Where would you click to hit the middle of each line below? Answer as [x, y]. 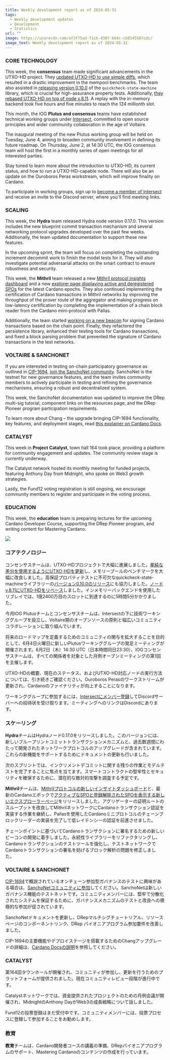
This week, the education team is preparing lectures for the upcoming [78, 518]
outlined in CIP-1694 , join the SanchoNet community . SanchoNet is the [79, 371]
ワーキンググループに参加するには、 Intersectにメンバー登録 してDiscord [80, 696]
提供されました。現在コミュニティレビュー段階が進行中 [98, 978]
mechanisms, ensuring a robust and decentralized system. [66, 387]
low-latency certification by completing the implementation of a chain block [84, 305]
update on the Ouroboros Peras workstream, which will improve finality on [82, 176]
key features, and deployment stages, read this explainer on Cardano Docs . [84, 423]
